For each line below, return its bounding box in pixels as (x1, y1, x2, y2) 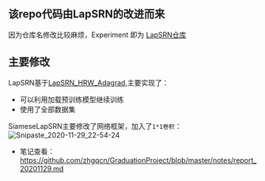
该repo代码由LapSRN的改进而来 (8, 7, 165, 21)
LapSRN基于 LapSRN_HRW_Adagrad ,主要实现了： (8, 77, 169, 87)
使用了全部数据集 (19, 104, 76, 114)
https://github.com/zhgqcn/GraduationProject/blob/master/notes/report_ (19, 155, 257, 164)
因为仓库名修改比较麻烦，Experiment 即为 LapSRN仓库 (8, 30, 187, 40)
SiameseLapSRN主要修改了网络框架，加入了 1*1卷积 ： (8, 121, 182, 130)
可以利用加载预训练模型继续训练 (19, 94, 124, 104)
